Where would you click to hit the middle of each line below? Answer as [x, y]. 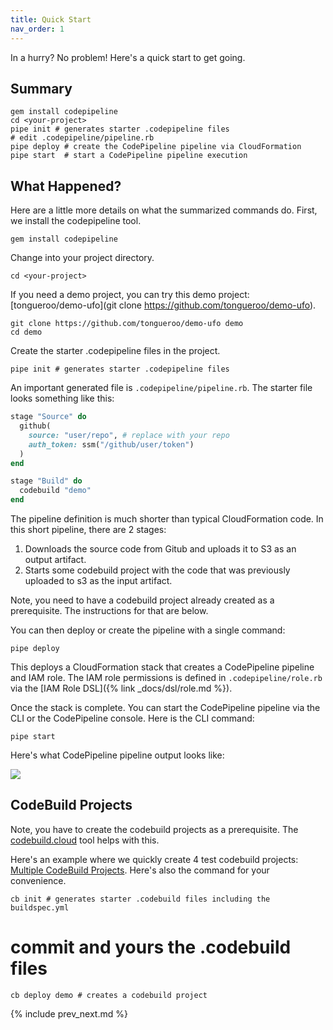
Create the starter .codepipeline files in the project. [115, 351]
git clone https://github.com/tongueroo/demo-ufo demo [127, 324]
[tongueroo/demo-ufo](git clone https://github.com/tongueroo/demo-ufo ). [163, 305]
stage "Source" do [48, 417]
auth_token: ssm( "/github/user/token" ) [111, 444]
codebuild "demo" [55, 491]
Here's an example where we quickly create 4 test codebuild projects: [154, 859]
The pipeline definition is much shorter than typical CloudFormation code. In [167, 519]
